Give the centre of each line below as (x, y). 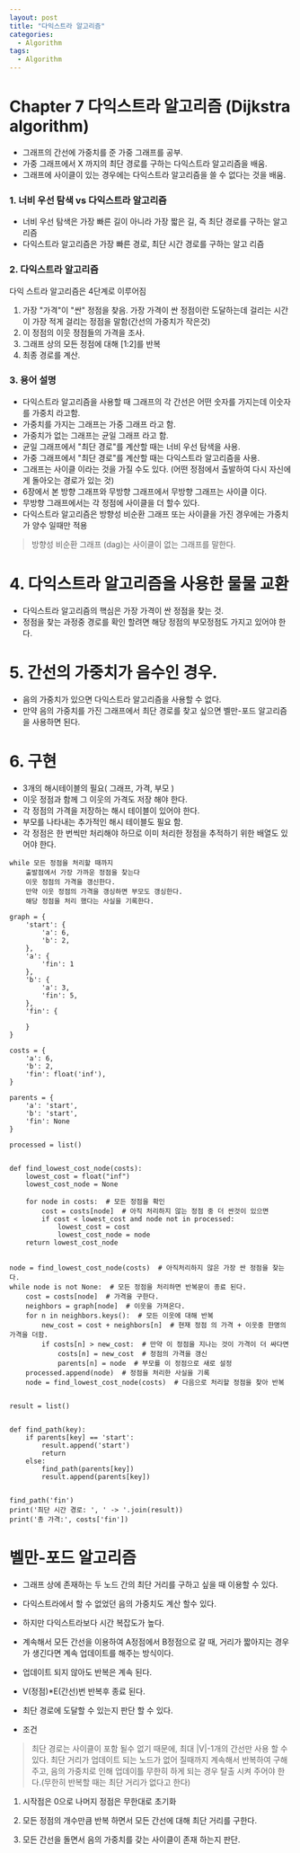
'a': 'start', (52, 1105)
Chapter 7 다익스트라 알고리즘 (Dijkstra (150, 106)
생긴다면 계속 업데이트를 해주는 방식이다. (103, 1653)
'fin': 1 (58, 964)
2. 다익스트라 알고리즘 (54, 270)
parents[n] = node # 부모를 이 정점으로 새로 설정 (145, 1363)
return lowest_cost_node (72, 1242)
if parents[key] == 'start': (80, 1437)
